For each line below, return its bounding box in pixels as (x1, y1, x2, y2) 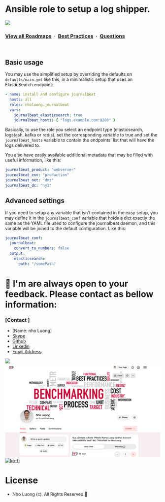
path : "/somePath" (18, 261, 56, 267)
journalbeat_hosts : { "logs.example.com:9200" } (14, 118, 116, 123)
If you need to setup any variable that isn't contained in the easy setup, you (5, 209, 158, 215)
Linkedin (12, 343, 30, 349)
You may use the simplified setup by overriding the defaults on (5, 71, 132, 77)
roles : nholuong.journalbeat (9, 102, 69, 107)
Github (12, 338, 26, 344)
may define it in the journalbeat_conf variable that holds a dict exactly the (5, 215, 155, 221)
